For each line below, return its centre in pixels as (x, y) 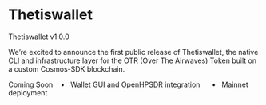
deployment (28, 92)
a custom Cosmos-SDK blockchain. (67, 68)
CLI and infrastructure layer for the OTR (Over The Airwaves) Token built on (133, 60)
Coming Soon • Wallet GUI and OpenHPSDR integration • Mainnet (129, 84)
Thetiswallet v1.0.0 (39, 37)
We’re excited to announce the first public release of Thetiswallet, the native (133, 52)
